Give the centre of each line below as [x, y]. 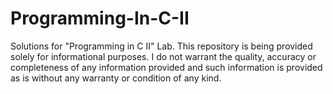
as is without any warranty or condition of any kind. [116, 78]
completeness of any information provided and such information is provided [166, 67]
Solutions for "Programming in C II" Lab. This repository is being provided [161, 46]
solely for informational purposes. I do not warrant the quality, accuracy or [163, 56]
